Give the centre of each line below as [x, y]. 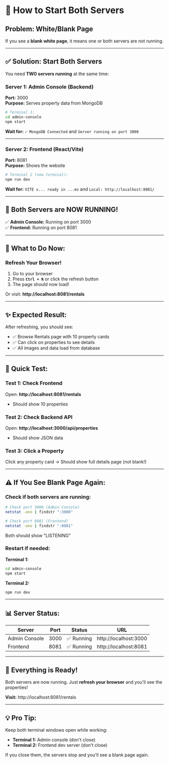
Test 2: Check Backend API [39, 417]
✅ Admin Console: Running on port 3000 [48, 222]
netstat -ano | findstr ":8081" [39, 526]
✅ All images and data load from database [56, 348]
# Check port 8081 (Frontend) [37, 521]
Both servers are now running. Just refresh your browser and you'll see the [84, 682]
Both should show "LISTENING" [38, 535]
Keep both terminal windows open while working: [56, 730]
